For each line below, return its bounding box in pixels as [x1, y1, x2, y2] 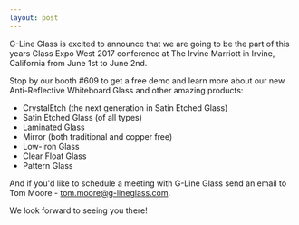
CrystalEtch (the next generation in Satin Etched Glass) [22, 102, 228, 113]
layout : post [9, 13, 59, 23]
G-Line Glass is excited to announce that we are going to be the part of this [9, 38, 290, 49]
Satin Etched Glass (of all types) [22, 112, 143, 122]
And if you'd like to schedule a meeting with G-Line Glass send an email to [9, 178, 287, 189]
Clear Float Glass [22, 151, 87, 161]
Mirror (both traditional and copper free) [22, 131, 173, 142]
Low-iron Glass [22, 141, 80, 152]
